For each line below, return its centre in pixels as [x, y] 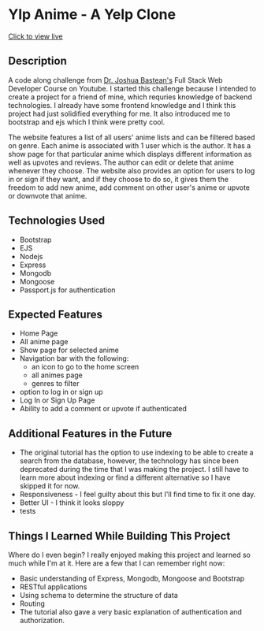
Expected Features [55, 314]
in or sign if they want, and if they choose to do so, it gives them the [118, 179]
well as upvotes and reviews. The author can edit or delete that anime [121, 162]
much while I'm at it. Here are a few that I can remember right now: [117, 563]
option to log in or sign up [61, 392]
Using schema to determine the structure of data [99, 595]
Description [37, 61]
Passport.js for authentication [67, 290]
